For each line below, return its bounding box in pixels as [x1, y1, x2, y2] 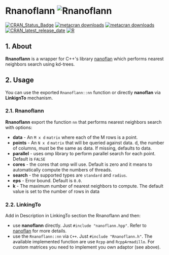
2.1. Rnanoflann [5, 107, 44, 115]
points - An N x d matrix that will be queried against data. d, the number [12, 139, 164, 146]
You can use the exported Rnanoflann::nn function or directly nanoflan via [5, 89, 161, 95]
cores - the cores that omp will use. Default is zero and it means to [12, 161, 152, 167]
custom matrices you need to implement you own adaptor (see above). [12, 244, 161, 250]
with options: [5, 124, 32, 130]
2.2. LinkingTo [5, 201, 42, 208]
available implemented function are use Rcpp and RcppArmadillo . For [12, 239, 155, 245]
